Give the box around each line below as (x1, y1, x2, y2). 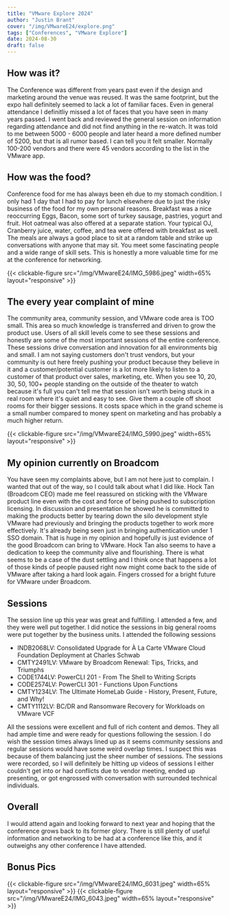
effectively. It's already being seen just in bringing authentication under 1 (7, 527, 213, 535)
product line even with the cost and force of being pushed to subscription (7, 497, 216, 505)
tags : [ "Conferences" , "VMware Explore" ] (7, 29, 128, 36)
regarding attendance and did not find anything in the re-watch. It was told (7, 122, 218, 131)
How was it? (7, 67, 60, 79)
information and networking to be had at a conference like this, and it (7, 833, 203, 842)
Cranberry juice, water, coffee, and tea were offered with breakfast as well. (7, 226, 220, 235)
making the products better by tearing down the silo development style (7, 512, 208, 520)
